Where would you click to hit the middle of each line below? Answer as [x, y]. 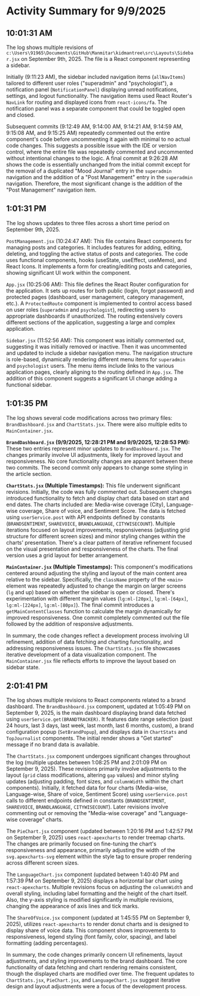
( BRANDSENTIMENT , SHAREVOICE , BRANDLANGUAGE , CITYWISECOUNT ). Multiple [91, 523]
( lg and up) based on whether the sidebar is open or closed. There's [90, 592]
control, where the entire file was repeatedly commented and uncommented [100, 152]
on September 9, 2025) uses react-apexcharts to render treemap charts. [96, 838]
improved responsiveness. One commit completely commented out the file [98, 617]
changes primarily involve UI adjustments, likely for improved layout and [95, 454]
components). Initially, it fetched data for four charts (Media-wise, [87, 788]
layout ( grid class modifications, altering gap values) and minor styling [93, 775]
